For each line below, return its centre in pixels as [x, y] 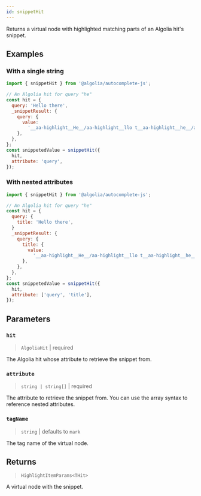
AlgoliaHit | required [47, 348]
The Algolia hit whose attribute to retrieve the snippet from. [79, 359]
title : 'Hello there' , [45, 223]
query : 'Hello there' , [40, 106]
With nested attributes [40, 182]
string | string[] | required [57, 386]
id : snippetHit [25, 12]
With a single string [35, 71]
